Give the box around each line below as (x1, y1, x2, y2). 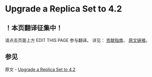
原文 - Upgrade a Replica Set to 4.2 (5, 66, 76, 72)
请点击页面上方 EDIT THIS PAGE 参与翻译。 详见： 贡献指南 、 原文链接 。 (5, 38, 151, 43)
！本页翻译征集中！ (5, 24, 63, 32)
